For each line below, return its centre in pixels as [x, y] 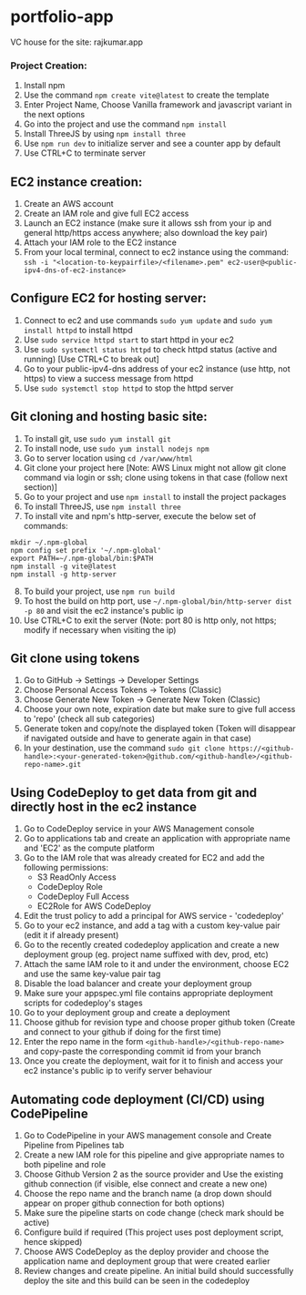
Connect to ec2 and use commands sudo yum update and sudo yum [148, 320]
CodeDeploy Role [70, 887]
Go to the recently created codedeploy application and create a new [152, 945]
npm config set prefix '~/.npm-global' [86, 550]
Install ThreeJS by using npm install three [104, 134]
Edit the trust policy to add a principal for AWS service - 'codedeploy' [154, 916]
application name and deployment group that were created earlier [147, 1261]
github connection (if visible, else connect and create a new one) [145, 1184]
